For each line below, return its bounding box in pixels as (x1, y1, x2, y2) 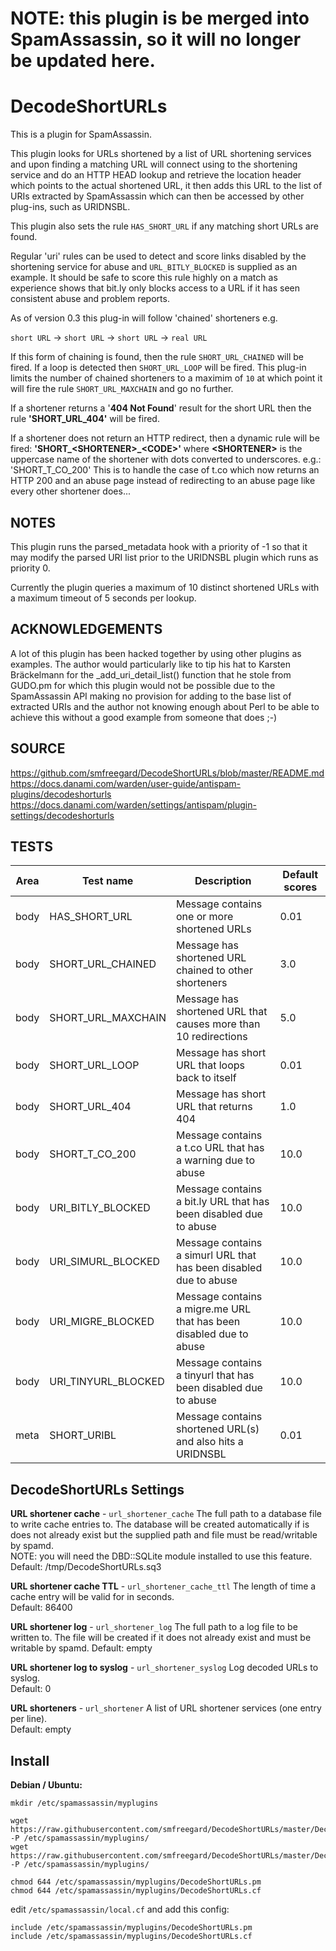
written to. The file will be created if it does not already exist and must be (10, 1632, 312, 1644)
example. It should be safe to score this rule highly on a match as (10, 272, 278, 284)
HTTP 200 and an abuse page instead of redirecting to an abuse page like (10, 475, 316, 487)
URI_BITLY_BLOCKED (49, 1201, 151, 1215)
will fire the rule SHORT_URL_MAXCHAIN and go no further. (10, 383, 234, 395)
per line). (10, 1713, 48, 1725)
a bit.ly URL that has (175, 1195, 270, 1209)
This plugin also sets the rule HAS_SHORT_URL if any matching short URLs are (10, 220, 319, 232)
